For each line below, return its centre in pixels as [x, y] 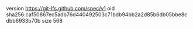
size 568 [52, 21]
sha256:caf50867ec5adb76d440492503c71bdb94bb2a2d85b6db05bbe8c [97, 14]
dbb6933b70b [23, 21]
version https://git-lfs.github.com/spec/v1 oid [61, 8]
